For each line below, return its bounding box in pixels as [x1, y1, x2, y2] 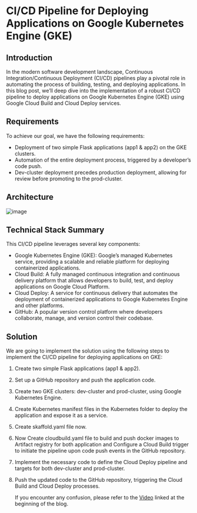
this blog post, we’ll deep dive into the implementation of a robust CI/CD [6, 87, 181, 94]
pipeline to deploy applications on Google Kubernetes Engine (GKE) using [6, 93, 185, 100]
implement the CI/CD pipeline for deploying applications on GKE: [6, 354, 163, 361]
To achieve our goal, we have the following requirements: [6, 132, 145, 139]
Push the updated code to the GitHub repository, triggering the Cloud [14, 476, 183, 484]
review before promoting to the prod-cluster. [14, 175, 123, 182]
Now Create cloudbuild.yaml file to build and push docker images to [14, 435, 179, 442]
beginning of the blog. [14, 500, 69, 508]
